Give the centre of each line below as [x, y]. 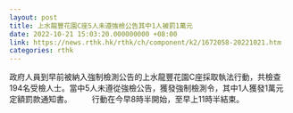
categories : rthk [42, 51]
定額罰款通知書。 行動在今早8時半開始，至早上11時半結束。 [126, 100]
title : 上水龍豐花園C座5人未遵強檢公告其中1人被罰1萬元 [101, 26]
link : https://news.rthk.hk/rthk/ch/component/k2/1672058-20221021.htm [145, 42]
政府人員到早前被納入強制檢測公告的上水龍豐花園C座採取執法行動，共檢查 [145, 77]
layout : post [33, 17]
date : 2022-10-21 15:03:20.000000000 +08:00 [93, 34]
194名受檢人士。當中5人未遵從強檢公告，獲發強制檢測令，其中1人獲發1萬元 [146, 88]
